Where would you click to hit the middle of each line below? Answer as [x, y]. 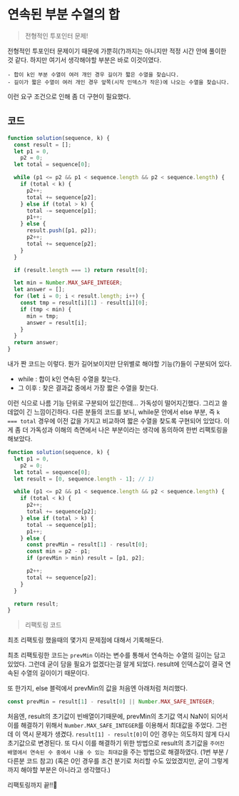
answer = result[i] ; [57, 323]
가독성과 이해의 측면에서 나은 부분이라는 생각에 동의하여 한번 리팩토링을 [129, 430]
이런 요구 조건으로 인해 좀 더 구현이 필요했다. [69, 96]
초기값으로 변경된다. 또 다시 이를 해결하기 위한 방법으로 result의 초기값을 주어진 [116, 743]
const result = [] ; [43, 145]
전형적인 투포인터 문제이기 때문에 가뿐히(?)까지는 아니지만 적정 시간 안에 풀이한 [117, 51]
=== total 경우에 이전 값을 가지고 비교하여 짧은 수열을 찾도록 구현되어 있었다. [115, 421]
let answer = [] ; [40, 290]
